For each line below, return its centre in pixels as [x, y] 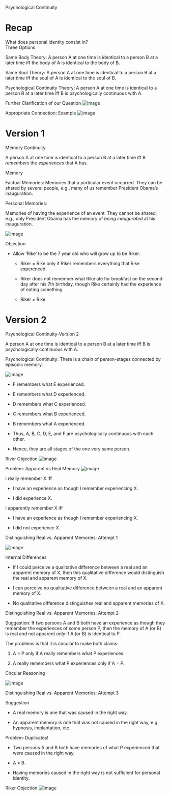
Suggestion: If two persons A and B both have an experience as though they [85, 622]
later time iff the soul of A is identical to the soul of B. [61, 78]
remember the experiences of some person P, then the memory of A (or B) [83, 628]
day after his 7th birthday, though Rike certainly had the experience [91, 284]
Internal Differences [26, 557]
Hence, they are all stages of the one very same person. [72, 449]
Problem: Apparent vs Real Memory [42, 468]
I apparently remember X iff [34, 508]
